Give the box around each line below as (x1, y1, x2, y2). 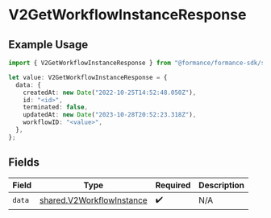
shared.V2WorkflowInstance (39, 195, 148, 206)
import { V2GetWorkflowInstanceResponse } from (8, 59, 172, 67)
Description (198, 179, 244, 191)
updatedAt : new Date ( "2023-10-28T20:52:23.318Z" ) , (23, 111, 197, 119)
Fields (8, 155, 40, 170)
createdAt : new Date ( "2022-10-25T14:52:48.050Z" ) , (23, 88, 197, 97)
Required (155, 179, 191, 191)
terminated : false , (23, 103, 89, 112)
